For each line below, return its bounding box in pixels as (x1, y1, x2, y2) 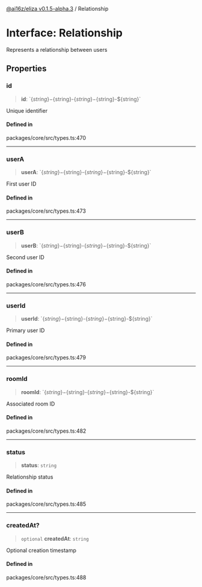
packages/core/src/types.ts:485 (6, 500, 87, 508)
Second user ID (6, 253, 45, 261)
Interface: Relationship (6, 27, 123, 40)
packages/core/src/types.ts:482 (6, 427, 87, 435)
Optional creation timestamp (6, 547, 77, 554)
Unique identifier (6, 107, 48, 114)
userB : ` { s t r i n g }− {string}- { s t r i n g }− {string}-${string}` (20, 242, 151, 249)
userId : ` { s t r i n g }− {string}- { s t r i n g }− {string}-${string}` (20, 315, 153, 322)
